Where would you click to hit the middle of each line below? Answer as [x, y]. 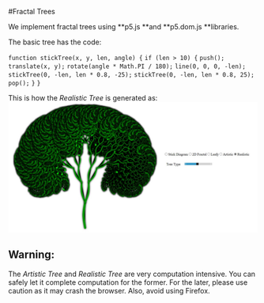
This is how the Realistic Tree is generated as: [83, 98]
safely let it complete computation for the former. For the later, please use [128, 282]
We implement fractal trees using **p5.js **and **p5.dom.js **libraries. [124, 27]
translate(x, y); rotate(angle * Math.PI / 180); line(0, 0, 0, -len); [127, 66]
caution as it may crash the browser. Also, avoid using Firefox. [109, 290]
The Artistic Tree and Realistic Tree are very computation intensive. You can [132, 274]
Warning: [32, 255]
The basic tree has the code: [55, 42]
